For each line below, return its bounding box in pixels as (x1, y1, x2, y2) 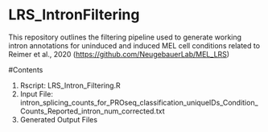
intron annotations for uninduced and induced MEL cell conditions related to (8, 40, 260, 50)
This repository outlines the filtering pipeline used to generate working (8, 32, 242, 42)
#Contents (8, 64, 43, 74)
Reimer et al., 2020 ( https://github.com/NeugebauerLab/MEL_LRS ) (8, 49, 230, 59)
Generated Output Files (19, 114, 98, 124)
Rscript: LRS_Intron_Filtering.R (19, 80, 121, 90)
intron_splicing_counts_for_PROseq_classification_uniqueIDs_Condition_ (19, 97, 259, 107)
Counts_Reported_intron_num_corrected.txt (19, 106, 165, 116)
